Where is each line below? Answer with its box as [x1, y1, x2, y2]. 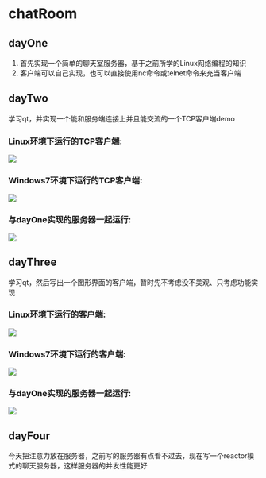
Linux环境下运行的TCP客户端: [8, 136, 123, 147]
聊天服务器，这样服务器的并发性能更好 [21, 461, 148, 471]
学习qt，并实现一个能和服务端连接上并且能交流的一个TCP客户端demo [8, 114, 236, 123]
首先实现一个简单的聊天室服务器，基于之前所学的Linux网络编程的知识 [19, 59, 247, 67]
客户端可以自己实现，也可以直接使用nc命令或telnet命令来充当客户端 [19, 68, 242, 78]
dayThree [8, 256, 57, 269]
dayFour [8, 429, 50, 442]
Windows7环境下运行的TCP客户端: [8, 175, 143, 187]
